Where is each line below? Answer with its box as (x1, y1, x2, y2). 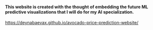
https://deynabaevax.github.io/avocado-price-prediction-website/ (5, 20, 139, 26)
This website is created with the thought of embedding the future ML (5, 4, 149, 10)
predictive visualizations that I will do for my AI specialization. (5, 9, 134, 15)
